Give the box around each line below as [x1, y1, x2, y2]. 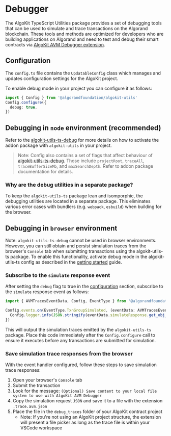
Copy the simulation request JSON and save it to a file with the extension [12, 398, 163, 404]
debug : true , [10, 105, 38, 110]
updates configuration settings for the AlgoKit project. [5, 75, 119, 82]
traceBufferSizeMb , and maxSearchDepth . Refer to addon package [17, 163, 154, 169]
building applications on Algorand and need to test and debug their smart [5, 36, 159, 42]
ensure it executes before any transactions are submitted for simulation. [5, 337, 156, 343]
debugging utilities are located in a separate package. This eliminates [5, 198, 151, 204]
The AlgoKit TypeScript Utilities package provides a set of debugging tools [5, 20, 162, 26]
